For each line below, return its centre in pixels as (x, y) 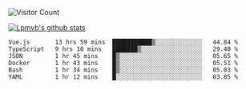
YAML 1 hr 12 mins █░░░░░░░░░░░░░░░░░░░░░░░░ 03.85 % (123, 77)
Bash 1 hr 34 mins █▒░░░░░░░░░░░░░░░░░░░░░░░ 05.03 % (123, 70)
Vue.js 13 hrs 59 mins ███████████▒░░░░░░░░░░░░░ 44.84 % (123, 42)
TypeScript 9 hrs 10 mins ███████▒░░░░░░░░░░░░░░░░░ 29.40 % (123, 49)
